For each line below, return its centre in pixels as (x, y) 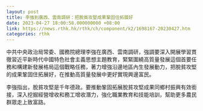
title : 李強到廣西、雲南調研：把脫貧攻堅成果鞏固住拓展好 (70, 17)
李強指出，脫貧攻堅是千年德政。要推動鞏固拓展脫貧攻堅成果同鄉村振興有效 (99, 87)
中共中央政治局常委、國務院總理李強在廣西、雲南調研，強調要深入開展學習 (99, 52)
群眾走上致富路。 (27, 102)
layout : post (23, 12)
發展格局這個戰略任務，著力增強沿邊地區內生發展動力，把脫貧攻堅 (114, 67)
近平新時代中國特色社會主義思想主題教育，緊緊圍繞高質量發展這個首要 (104, 59)
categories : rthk (28, 34)
